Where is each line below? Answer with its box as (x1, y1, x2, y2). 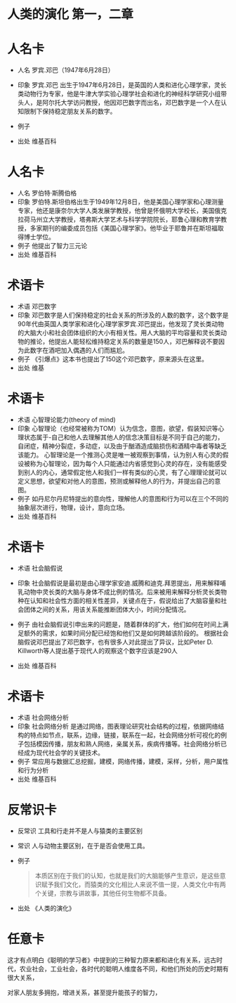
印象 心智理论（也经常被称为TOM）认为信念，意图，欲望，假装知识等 (17, 424, 218, 432)
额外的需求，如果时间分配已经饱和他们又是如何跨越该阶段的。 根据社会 (23, 628, 229, 637)
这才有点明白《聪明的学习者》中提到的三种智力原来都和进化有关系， (7, 955, 204, 964)
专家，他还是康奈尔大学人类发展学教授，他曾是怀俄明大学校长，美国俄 (17, 207, 221, 215)
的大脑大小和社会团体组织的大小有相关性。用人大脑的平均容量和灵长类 (17, 328, 221, 337)
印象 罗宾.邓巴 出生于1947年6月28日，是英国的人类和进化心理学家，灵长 (17, 81, 227, 89)
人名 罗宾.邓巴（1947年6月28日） (17, 66, 114, 75)
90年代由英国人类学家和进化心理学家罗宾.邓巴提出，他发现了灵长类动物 (17, 320, 225, 328)
